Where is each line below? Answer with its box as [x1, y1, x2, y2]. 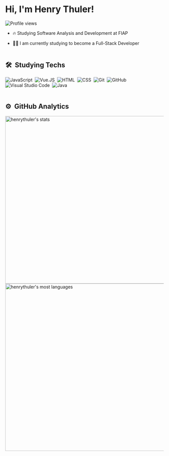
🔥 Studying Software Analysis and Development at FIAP [12, 30, 128, 36]
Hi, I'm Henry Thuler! [5, 4, 95, 15]
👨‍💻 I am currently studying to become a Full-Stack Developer [12, 40, 139, 46]
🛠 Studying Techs [5, 61, 65, 69]
